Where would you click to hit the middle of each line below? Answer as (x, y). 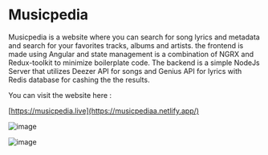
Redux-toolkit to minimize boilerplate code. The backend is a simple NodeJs (134, 63)
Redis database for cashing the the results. (79, 80)
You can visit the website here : (60, 95)
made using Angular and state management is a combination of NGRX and (131, 54)
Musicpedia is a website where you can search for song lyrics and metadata (134, 37)
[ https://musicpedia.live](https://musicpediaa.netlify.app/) (104, 111)
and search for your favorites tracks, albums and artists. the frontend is (126, 45)
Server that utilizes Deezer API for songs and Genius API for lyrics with (125, 71)
